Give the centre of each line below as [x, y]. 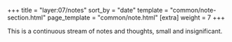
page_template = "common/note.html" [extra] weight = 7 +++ [136, 17]
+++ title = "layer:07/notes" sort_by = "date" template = [88, 10]
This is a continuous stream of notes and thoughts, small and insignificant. [115, 31]
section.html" [27, 17]
